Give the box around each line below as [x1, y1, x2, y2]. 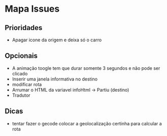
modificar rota [12, 81, 42, 87]
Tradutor [12, 92, 31, 98]
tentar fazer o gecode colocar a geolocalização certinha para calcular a [12, 120, 162, 126]
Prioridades [5, 23, 43, 32]
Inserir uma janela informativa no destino [12, 76, 97, 82]
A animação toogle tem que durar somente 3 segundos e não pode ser [12, 65, 160, 71]
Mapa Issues [5, 3, 60, 15]
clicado [12, 70, 28, 76]
